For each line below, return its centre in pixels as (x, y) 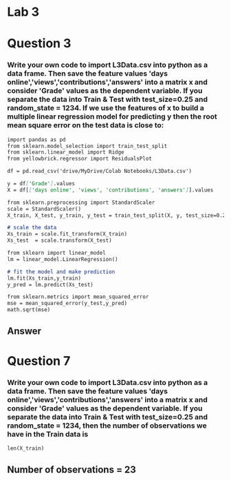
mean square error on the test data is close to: (86, 125)
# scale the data (32, 228)
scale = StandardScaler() (44, 209)
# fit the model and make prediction (61, 272)
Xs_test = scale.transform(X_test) (59, 241)
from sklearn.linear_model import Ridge (66, 152)
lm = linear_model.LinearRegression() (63, 259)
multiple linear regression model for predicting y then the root (112, 116)
